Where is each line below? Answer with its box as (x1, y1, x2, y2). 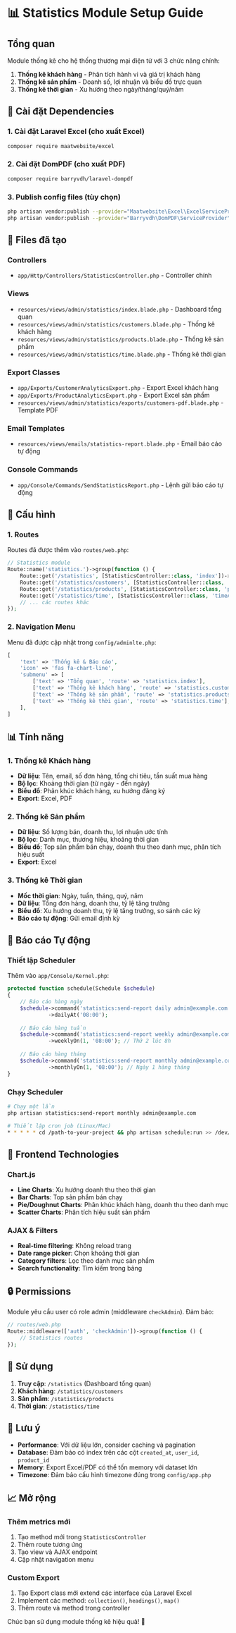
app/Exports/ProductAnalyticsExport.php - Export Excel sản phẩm (17, 391, 210, 400)
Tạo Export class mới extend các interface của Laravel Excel (17, 1589, 192, 1597)
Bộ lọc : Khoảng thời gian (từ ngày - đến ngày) (17, 779, 150, 788)
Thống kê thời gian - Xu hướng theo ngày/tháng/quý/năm (17, 85, 184, 93)
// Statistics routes (20, 1334, 83, 1341)
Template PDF (17, 406, 58, 415)
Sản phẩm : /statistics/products (17, 1394, 114, 1402)
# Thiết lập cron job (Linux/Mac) (7, 1122, 112, 1130)
